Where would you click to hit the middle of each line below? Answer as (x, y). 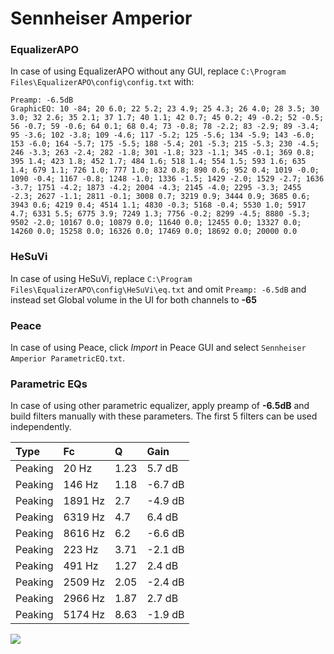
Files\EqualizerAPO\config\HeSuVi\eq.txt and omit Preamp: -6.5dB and (158, 289)
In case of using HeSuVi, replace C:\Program (101, 278)
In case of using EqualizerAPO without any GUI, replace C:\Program (148, 71)
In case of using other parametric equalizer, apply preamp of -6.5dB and (160, 406)
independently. (41, 427)
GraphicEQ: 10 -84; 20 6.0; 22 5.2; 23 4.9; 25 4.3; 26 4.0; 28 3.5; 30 (165, 109)
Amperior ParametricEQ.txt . (68, 358)
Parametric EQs (49, 384)
